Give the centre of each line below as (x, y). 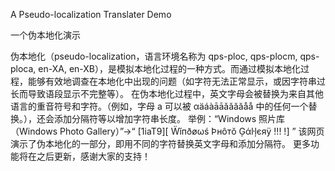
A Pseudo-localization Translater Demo (91, 14)
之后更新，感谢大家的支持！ (93, 156)
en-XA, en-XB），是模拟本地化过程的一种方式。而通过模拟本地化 (170, 68)
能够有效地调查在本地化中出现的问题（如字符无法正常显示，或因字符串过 (176, 81)
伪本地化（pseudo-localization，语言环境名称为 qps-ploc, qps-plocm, (154, 56)
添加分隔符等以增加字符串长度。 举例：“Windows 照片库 (169, 118)
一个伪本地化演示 (45, 35)
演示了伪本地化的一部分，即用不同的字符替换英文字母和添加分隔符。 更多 (160, 143)
